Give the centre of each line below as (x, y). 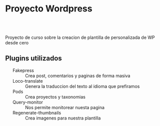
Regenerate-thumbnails (37, 113)
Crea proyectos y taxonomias (55, 97)
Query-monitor (28, 102)
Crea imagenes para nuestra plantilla (63, 118)
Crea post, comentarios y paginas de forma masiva (77, 76)
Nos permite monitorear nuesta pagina (65, 107)
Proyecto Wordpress (49, 9)
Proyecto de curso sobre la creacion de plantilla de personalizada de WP (80, 37)
